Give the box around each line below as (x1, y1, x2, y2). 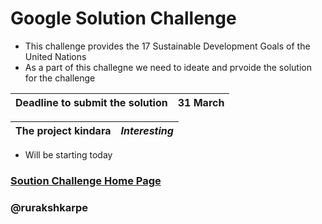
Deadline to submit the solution (15, 95, 168, 109)
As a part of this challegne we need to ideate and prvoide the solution (24, 61, 312, 73)
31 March (177, 95, 225, 109)
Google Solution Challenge (10, 7, 237, 30)
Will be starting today (24, 148, 113, 161)
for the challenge (24, 72, 96, 84)
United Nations (24, 50, 87, 62)
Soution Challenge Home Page (10, 173, 162, 187)
